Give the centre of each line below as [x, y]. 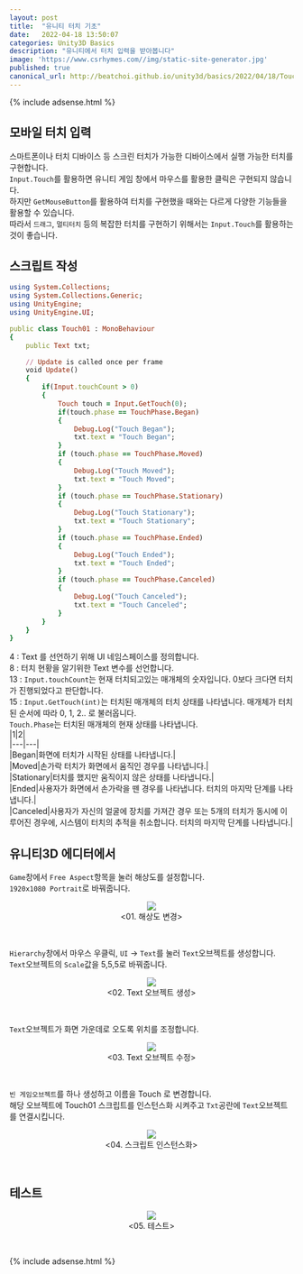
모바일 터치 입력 [50, 133]
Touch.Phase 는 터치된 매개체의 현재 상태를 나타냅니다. [104, 724]
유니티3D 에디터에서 [63, 853]
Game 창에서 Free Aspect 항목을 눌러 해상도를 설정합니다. [107, 877]
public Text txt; [58, 345]
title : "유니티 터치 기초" [55, 26]
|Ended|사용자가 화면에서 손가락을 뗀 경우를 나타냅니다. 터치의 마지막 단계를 [143, 789]
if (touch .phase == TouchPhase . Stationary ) [140, 496]
